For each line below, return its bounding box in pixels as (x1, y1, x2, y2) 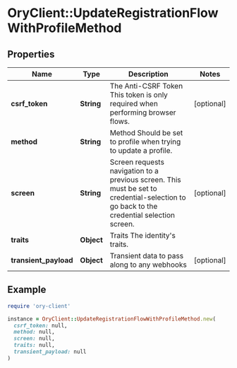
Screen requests (109, 157, 164, 167)
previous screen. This (109, 175, 181, 185)
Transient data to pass (109, 251, 184, 260)
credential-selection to (109, 192, 186, 202)
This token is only (109, 90, 168, 100)
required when (109, 99, 159, 108)
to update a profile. (109, 146, 173, 155)
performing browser (109, 108, 176, 117)
